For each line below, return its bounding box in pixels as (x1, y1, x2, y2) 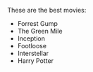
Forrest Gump (17, 20, 58, 27)
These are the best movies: (7, 6, 87, 14)
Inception (17, 34, 46, 43)
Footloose (17, 42, 47, 50)
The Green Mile (17, 27, 63, 35)
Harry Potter (17, 57, 54, 65)
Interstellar (17, 49, 49, 57)
